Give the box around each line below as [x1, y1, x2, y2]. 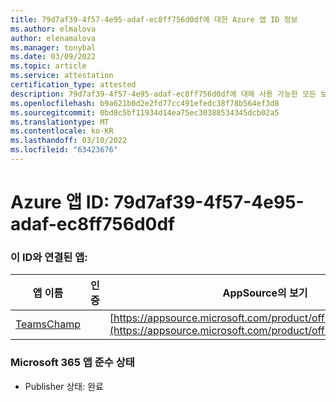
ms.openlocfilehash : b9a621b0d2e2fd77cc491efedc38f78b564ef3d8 [10, 98, 280, 108]
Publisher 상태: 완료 [24, 380, 104, 392]
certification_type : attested [10, 80, 137, 90]
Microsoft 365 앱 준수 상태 [10, 356, 135, 370]
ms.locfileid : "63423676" [10, 145, 118, 155]
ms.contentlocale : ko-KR [10, 126, 114, 136]
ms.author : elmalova [10, 24, 97, 34]
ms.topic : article [10, 61, 87, 71]
